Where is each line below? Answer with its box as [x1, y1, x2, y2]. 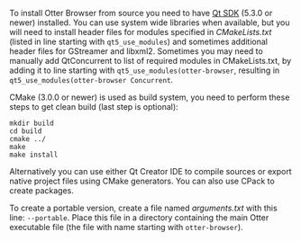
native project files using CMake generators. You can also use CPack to [9, 175, 275, 186]
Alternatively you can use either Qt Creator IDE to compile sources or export [9, 166, 292, 176]
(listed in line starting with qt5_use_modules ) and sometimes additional [9, 36, 269, 47]
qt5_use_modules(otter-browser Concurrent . [9, 75, 174, 85]
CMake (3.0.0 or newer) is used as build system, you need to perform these [9, 92, 290, 103]
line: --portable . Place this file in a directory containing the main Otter [9, 212, 269, 223]
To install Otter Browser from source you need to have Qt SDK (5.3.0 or [9, 8, 273, 18]
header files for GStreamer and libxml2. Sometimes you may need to [9, 46, 263, 57]
